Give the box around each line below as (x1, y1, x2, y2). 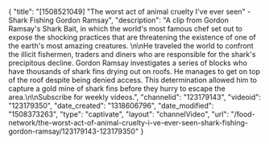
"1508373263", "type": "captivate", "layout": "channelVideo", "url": (8, 109, 230, 119)
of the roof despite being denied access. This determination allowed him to (8, 76, 258, 84)
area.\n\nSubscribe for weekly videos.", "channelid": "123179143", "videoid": (8, 93, 262, 101)
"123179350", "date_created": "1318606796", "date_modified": (8, 101, 214, 110)
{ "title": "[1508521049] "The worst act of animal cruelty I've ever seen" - (8, 7, 251, 16)
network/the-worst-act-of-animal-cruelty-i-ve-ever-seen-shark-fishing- (8, 118, 248, 127)
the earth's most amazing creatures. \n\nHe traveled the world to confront (8, 41, 254, 51)
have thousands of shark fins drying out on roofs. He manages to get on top (8, 67, 260, 76)
